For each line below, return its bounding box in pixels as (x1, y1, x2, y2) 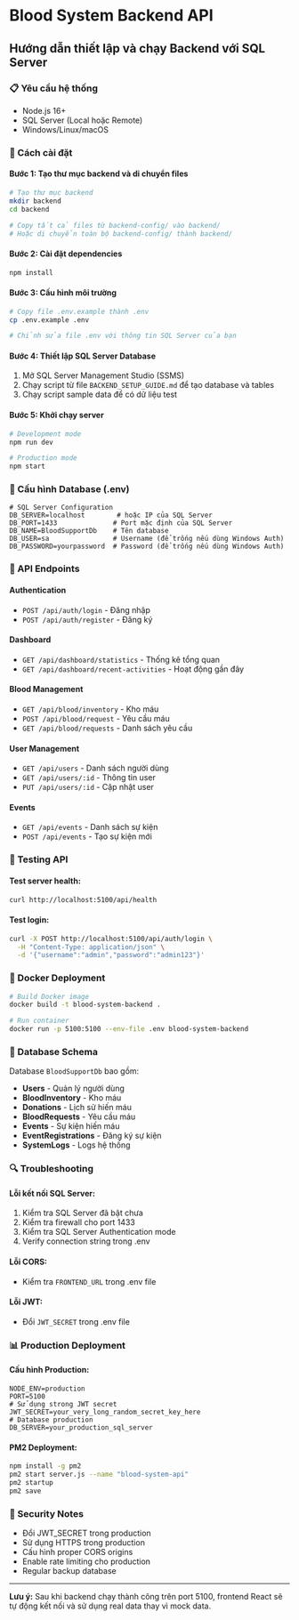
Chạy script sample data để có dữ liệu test (21, 389, 178, 400)
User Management (9, 743, 80, 754)
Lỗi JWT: (9, 1296, 43, 1308)
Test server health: (9, 875, 82, 886)
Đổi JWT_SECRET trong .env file (21, 1316, 131, 1326)
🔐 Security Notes (9, 1507, 85, 1519)
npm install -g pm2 (9, 1462, 82, 1471)
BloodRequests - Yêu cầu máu (21, 1111, 136, 1122)
